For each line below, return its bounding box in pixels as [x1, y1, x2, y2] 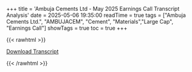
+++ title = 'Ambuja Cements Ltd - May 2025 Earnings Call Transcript [6, 5, 180, 12]
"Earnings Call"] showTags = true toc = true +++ [6, 24, 128, 31]
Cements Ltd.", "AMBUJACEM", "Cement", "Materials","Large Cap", [6, 18, 174, 25]
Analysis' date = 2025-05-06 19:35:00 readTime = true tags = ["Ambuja [6, 11, 187, 19]
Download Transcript [6, 48, 59, 55]
